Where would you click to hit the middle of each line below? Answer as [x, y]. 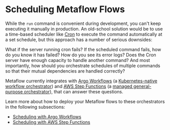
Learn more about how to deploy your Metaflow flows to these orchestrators [85, 101]
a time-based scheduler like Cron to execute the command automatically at [84, 34]
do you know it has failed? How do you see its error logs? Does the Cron [81, 55]
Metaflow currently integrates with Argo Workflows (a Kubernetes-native [81, 81]
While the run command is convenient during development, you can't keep [83, 23]
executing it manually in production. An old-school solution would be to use [84, 28]
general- [143, 86]
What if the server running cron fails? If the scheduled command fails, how [83, 49]
